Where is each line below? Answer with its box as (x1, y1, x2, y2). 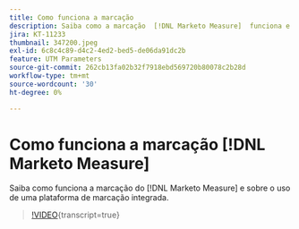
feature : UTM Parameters (9, 55, 102, 64)
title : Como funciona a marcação (9, 13, 134, 22)
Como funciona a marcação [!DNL (9, 134, 266, 155)
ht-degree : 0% (9, 88, 63, 97)
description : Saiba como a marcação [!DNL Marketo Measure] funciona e (9, 21, 291, 30)
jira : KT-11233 (9, 30, 66, 38)
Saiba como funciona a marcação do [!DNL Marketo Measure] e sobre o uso (9, 182, 291, 193)
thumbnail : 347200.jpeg (9, 38, 98, 47)
